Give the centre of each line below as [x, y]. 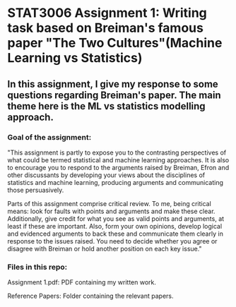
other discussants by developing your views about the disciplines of [106, 175]
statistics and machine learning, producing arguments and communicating [116, 182]
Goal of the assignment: [49, 137]
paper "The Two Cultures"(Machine [115, 43]
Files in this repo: [37, 267]
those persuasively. [36, 190]
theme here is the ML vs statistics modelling [107, 106]
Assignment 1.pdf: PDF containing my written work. [82, 282]
